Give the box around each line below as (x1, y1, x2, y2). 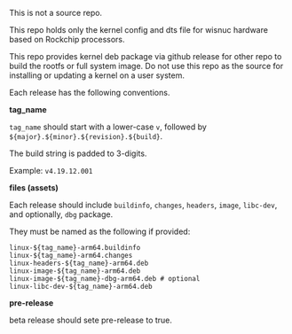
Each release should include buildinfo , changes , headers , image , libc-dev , (9, 199, 278, 210)
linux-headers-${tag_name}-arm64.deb (9, 259, 149, 268)
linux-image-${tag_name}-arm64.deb (9, 267, 141, 276)
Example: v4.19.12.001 (9, 166, 93, 175)
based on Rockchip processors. (9, 35, 126, 44)
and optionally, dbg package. (9, 209, 114, 220)
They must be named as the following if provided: (9, 226, 191, 237)
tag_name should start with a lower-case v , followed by (9, 121, 207, 132)
